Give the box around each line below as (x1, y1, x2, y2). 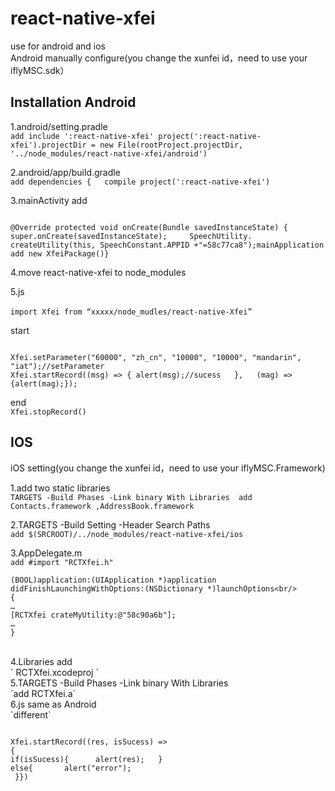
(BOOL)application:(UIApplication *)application (10, 575, 217, 585)
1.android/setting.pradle (10, 120, 108, 132)
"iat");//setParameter (10, 361, 105, 371)
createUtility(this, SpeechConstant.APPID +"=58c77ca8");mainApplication (10, 240, 325, 250)
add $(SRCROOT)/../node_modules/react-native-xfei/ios (10, 529, 244, 539)
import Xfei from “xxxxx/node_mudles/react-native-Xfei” (10, 307, 253, 317)
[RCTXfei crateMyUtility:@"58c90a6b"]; (10, 610, 177, 620)
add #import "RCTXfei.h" (10, 557, 114, 567)
